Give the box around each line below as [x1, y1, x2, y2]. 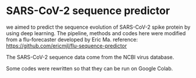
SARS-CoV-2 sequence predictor [6, 4, 170, 18]
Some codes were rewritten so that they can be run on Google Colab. [6, 65, 173, 72]
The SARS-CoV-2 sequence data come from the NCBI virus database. [6, 53, 174, 60]
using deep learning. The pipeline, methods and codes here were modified [6, 29, 186, 36]
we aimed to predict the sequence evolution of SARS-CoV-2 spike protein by [6, 23, 191, 30]
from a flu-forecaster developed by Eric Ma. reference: [6, 36, 138, 43]
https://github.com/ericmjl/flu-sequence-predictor [6, 42, 128, 49]
